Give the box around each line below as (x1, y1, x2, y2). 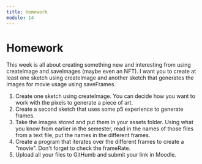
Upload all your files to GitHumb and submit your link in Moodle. (15, 151, 176, 158)
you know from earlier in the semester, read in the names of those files (15, 125, 194, 132)
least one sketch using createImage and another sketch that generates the (6, 74, 194, 81)
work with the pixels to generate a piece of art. (15, 99, 133, 106)
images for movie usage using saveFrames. (6, 81, 116, 88)
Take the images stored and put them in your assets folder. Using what (15, 119, 194, 126)
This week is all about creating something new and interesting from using (6, 61, 191, 69)
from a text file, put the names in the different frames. (15, 132, 151, 139)
